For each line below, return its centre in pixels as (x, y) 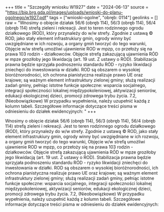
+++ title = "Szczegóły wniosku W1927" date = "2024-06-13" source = (77, 7)
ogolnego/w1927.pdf (26, 17)
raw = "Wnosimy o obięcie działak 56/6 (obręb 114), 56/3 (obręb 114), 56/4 (81, 23)
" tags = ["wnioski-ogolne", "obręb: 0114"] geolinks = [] (102, 17)
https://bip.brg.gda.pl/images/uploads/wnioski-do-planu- (65, 12)
